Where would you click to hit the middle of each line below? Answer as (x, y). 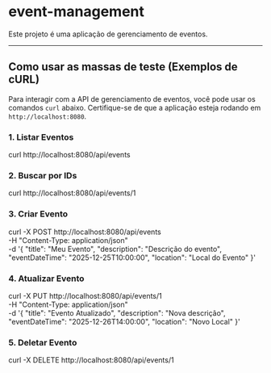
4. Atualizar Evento (46, 279)
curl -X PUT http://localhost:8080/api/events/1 (85, 295)
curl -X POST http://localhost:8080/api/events (85, 232)
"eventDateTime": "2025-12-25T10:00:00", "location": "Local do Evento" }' (132, 258)
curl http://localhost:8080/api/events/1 (72, 193)
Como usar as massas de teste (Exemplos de (123, 67)
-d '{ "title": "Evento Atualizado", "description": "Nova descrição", (117, 312)
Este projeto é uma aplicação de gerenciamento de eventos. (108, 34)
